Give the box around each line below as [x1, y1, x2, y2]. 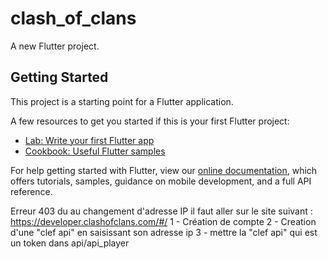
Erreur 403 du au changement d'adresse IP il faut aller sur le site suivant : [10, 205, 313, 217]
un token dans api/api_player [10, 237, 130, 249]
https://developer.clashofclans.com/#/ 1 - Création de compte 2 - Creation [10, 215, 317, 227]
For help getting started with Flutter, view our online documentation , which [10, 164, 318, 176]
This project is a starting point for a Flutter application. [10, 95, 234, 107]
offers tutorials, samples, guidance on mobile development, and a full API [10, 175, 312, 187]
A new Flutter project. [10, 40, 100, 52]
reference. [10, 185, 53, 197]
